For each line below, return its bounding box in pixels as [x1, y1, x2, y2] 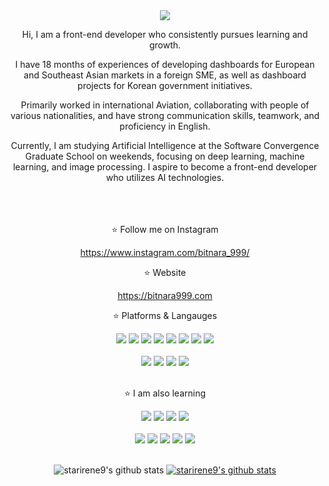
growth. [148, 39, 182, 51]
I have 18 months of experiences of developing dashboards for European [15, 59, 315, 70]
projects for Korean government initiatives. [77, 80, 253, 91]
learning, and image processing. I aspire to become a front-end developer [12, 161, 318, 173]
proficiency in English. [119, 120, 211, 132]
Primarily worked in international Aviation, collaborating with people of [20, 99, 310, 111]
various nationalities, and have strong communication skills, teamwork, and [10, 110, 320, 121]
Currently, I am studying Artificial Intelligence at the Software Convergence [10, 140, 320, 151]
